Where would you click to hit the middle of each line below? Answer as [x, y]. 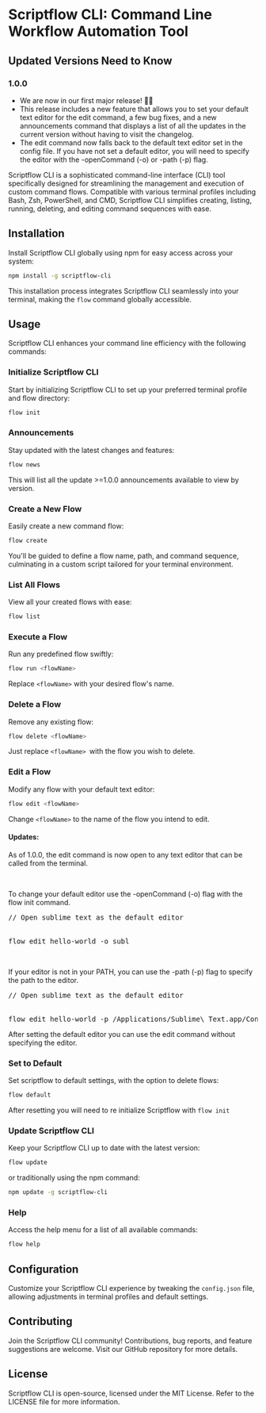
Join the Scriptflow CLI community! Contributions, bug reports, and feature [130, 1340]
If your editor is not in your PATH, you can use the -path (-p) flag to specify [131, 971]
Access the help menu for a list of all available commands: [103, 1230]
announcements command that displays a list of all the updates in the [133, 125]
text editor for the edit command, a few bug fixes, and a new [118, 117]
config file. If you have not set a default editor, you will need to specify [134, 151]
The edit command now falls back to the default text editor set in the [131, 142]
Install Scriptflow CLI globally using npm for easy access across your [121, 252]
